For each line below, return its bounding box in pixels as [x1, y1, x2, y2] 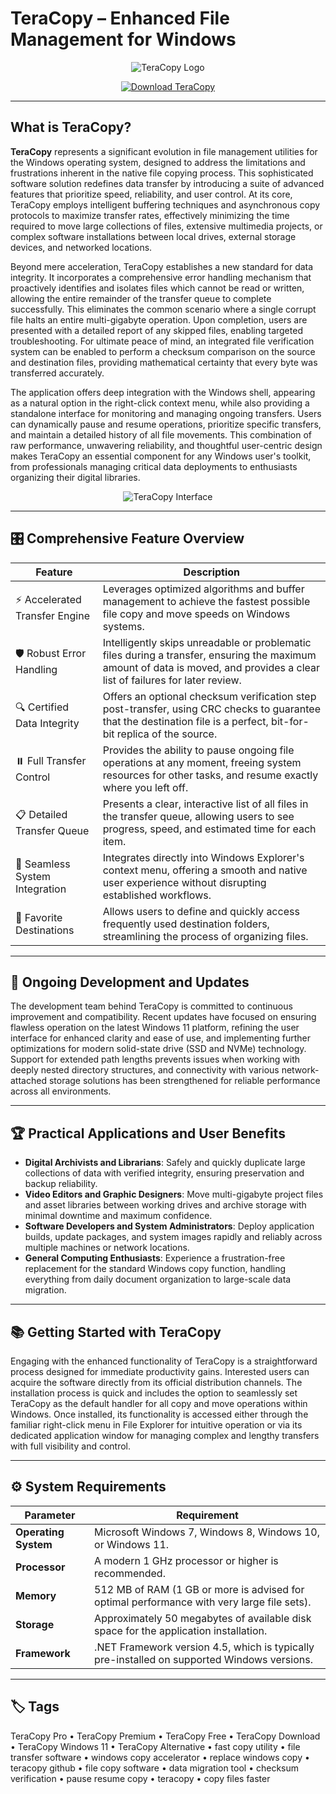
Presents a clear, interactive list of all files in [102, 797, 309, 811]
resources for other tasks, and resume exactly [102, 768, 319, 782]
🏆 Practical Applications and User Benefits [10, 1125, 286, 1142]
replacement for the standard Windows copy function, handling [24, 1263, 287, 1275]
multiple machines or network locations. [24, 1242, 190, 1254]
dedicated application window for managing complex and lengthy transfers [10, 1430, 320, 1441]
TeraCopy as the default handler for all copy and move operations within [10, 1398, 308, 1409]
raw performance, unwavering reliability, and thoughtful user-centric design [10, 439, 323, 451]
